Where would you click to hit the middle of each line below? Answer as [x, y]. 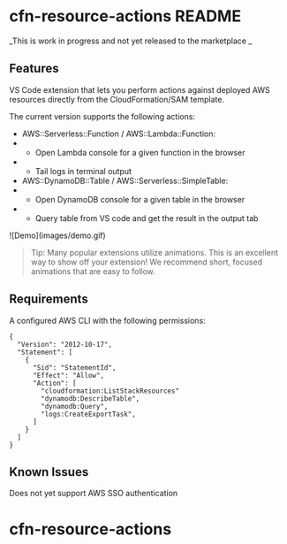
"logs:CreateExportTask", [89, 414]
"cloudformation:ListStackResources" [110, 391]
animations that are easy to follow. [93, 271]
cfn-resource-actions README [125, 16]
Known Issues [49, 472]
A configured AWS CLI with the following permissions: [107, 320]
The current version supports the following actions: [102, 116]
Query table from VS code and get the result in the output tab [147, 218]
